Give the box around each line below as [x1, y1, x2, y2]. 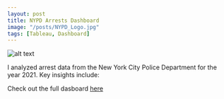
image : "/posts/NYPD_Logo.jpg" [7, 23, 100, 30]
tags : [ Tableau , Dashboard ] [7, 30, 90, 37]
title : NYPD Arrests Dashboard [7, 17, 100, 24]
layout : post [7, 10, 46, 18]
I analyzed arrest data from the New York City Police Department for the [7, 63, 218, 71]
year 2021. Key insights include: [7, 71, 100, 79]
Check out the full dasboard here [7, 84, 104, 93]
